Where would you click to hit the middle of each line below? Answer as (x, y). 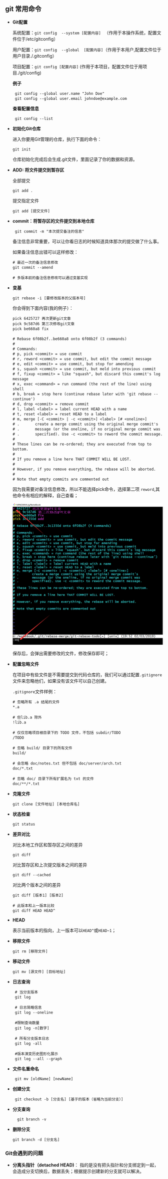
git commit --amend (33, 267)
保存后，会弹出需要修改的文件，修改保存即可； (60, 653)
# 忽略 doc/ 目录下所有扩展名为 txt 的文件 (53, 778)
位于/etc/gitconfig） (37, 39)
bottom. (20, 449)
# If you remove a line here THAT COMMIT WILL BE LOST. (72, 459)
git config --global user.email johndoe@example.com (71, 99)
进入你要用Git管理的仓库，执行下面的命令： (57, 139)
